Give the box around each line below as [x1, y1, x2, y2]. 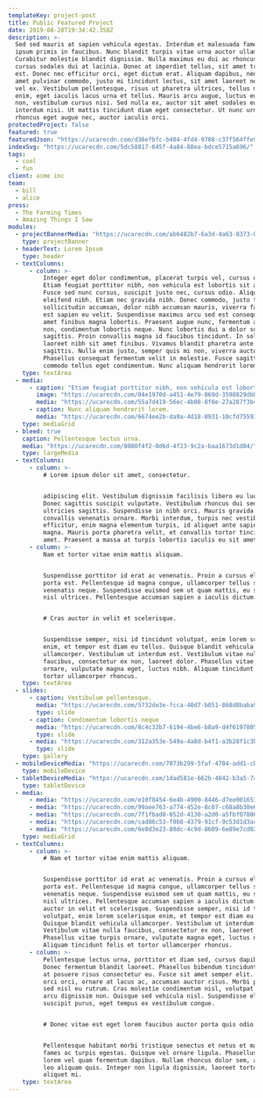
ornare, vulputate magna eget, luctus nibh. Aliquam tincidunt [42, 665, 254, 673]
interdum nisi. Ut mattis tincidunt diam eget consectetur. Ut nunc [15, 107, 243, 115]
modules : [8, 223, 37, 232]
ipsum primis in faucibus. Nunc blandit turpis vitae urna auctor [15, 48, 236, 56]
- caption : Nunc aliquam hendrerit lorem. [28, 406, 170, 414]
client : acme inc [8, 172, 65, 181]
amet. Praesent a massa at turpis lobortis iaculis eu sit [42, 536, 240, 544]
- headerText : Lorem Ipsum [15, 245, 103, 253]
